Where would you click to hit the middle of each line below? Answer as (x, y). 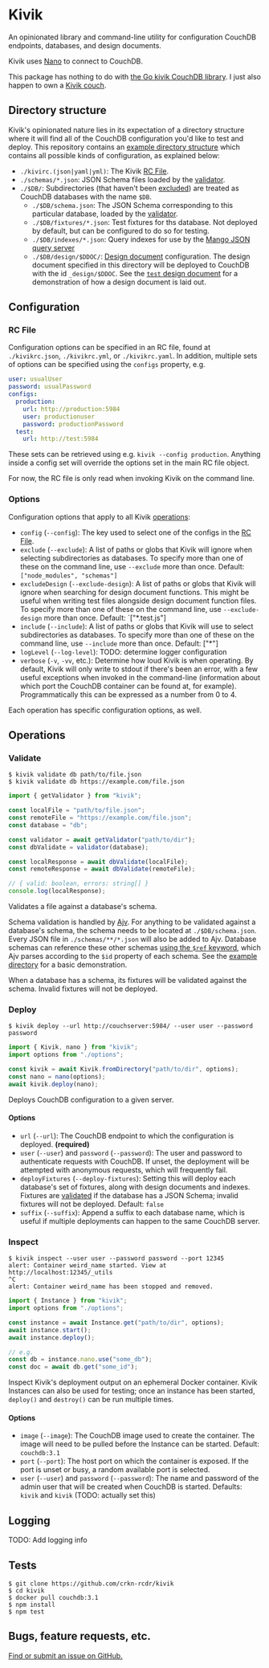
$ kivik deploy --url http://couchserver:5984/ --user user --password (130, 1026)
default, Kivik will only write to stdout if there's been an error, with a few (139, 669)
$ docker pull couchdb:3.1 (53, 1598)
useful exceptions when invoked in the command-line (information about (140, 677)
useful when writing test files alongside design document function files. (138, 601)
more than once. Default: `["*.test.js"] (105, 618)
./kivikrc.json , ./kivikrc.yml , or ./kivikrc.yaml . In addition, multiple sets (133, 356)
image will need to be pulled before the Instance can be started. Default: (139, 1444)
